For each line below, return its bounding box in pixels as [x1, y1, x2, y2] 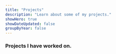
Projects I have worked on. [5, 42, 72, 49]
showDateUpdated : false [5, 21, 55, 26]
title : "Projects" [5, 7, 44, 12]
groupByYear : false [5, 26, 46, 31]
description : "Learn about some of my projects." [5, 12, 112, 17]
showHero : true [5, 16, 37, 21]
